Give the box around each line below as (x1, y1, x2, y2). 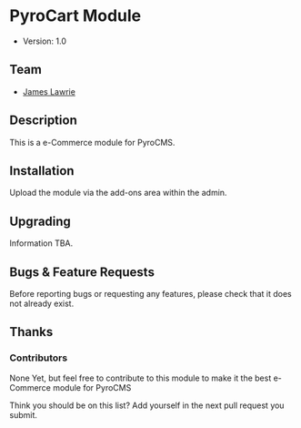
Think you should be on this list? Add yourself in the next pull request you (9, 400, 285, 411)
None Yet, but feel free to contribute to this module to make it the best (9, 372, 272, 383)
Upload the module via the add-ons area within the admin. (9, 188, 227, 199)
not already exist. (9, 298, 75, 309)
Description (9, 113, 77, 128)
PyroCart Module (9, 5, 142, 26)
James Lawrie (22, 86, 75, 97)
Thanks (9, 324, 54, 340)
